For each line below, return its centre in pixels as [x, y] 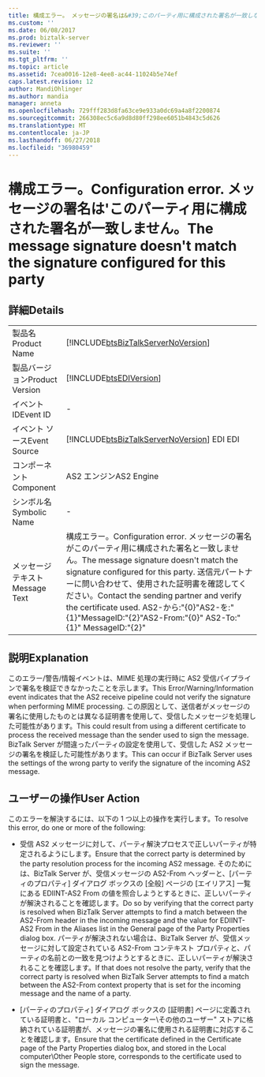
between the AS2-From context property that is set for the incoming [130, 985]
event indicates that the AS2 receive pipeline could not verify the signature [129, 697]
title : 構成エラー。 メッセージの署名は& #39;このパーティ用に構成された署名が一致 [128, 15]
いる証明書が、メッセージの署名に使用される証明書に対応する [147, 1029]
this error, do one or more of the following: [77, 828]
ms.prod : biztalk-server [49, 37]
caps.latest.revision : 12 [50, 81]
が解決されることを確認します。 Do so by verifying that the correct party [136, 903]
